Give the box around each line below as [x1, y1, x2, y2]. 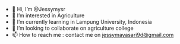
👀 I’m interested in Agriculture [11, 12, 85, 19]
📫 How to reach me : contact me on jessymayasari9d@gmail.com [11, 32, 174, 38]
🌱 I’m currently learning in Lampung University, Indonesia [11, 18, 153, 25]
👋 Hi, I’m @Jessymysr [11, 6, 65, 12]
